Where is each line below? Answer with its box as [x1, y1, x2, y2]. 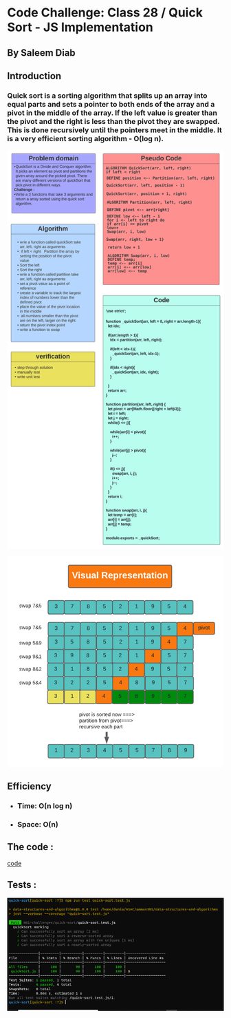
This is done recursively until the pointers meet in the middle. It [7, 125, 222, 135]
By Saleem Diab [7, 47, 76, 59]
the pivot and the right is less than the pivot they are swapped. [7, 116, 220, 126]
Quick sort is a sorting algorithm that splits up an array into [7, 91, 208, 100]
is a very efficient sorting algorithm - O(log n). [7, 134, 164, 143]
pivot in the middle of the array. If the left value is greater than [7, 108, 218, 118]
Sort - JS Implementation [7, 19, 153, 35]
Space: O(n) [16, 820, 58, 829]
